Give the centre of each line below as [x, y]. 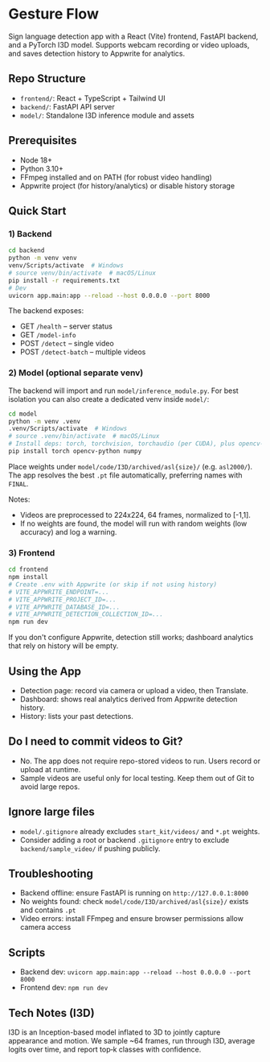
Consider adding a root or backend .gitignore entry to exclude [125, 840]
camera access [45, 928]
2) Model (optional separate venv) [76, 373]
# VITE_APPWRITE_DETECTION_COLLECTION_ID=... [86, 614]
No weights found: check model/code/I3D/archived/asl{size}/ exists [134, 902]
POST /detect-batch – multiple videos [83, 352]
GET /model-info [48, 335]
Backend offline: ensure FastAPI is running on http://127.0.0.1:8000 [134, 893]
